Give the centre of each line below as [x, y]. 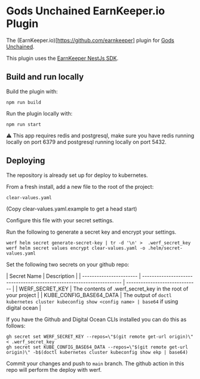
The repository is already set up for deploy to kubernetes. [77, 175]
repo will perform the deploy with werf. [54, 369]
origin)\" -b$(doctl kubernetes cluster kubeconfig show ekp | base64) [97, 352]
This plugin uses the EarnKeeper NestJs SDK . [62, 58]
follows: [16, 325]
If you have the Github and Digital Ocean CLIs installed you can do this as [96, 319]
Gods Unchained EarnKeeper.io [86, 11]
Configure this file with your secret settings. [60, 220]
